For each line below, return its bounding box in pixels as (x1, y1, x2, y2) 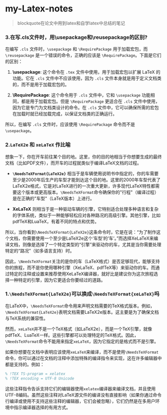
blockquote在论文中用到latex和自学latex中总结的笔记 (17, 20, 125, 26)
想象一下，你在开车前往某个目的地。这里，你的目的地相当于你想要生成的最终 (5, 153, 162, 159)
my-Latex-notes (5, 3, 73, 14)
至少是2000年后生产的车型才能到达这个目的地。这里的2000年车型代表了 (12, 176, 161, 182)
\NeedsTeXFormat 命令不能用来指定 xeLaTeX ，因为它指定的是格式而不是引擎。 (5, 338, 159, 344)
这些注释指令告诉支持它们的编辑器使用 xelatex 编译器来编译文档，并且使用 (5, 386, 156, 392)
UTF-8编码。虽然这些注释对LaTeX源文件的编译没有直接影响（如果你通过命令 (5, 392, 162, 398)
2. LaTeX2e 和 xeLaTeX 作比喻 (5, 141, 71, 148)
